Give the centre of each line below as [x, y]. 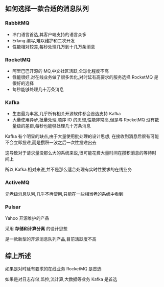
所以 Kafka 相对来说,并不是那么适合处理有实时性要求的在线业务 [69, 170]
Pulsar [13, 207]
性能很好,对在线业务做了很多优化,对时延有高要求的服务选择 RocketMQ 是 [85, 77]
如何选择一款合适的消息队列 [47, 9]
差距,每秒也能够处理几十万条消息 [58, 126]
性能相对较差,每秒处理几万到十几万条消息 [54, 47]
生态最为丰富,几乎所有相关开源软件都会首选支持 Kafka [66, 114]
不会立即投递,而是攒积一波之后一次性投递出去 [51, 143]
